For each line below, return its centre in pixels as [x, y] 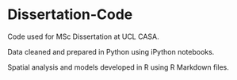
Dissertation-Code [70, 15]
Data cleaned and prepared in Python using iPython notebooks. [111, 51]
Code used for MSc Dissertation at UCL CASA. [83, 36]
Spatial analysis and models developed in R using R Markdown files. [118, 67]
